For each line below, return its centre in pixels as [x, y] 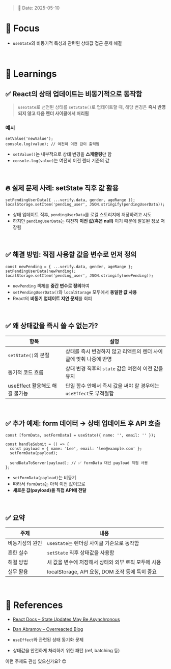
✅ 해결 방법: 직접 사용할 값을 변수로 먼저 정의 [71, 255]
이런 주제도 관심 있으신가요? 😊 [36, 661]
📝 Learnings [31, 74]
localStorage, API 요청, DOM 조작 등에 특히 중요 [102, 572]
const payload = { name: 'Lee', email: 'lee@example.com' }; [76, 449]
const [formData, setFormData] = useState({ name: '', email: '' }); [81, 435]
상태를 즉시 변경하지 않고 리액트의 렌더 [109, 351]
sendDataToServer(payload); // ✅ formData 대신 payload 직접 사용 [79, 463]
